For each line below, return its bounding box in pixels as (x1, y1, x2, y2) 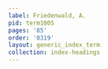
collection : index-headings (8, 48, 101, 56)
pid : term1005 (8, 19, 55, 27)
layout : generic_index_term (8, 41, 101, 49)
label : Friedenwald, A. (8, 11, 87, 20)
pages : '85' (8, 26, 47, 34)
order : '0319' (8, 33, 55, 42)
